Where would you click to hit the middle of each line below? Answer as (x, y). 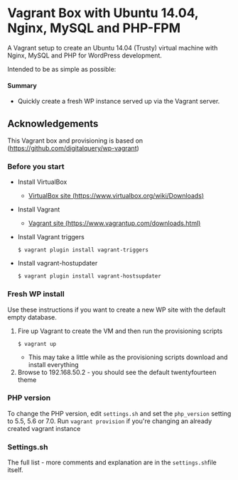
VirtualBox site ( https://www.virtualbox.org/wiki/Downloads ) (116, 196)
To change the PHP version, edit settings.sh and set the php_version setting (119, 413)
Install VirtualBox (42, 182)
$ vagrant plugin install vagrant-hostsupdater (89, 276)
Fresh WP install (36, 294)
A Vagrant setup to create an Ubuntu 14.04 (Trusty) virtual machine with (113, 48)
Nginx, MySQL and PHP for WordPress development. (85, 55)
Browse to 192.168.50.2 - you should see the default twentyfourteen (117, 372)
